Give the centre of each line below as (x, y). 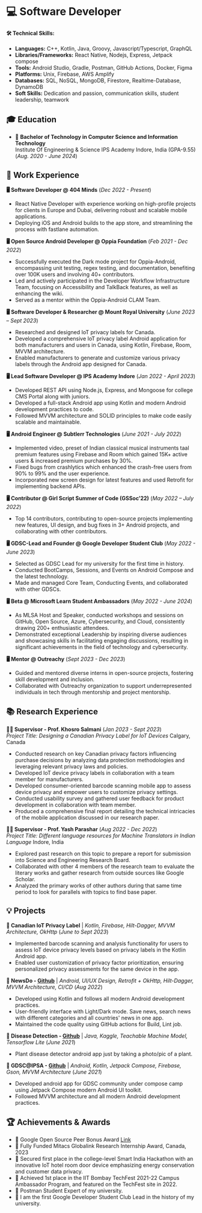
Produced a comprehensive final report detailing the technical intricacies (105, 811)
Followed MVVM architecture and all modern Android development (97, 1096)
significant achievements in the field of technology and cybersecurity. (101, 647)
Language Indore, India (35, 842)
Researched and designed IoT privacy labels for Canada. (85, 332)
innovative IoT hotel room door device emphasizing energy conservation (105, 1165)
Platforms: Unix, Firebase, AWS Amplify (64, 74)
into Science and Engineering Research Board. (72, 860)
